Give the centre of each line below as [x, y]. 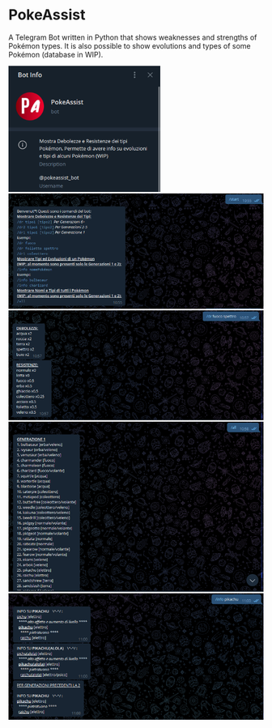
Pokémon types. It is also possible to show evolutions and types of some [130, 45]
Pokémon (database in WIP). [56, 54]
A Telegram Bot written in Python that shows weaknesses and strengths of [133, 37]
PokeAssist [47, 15]
